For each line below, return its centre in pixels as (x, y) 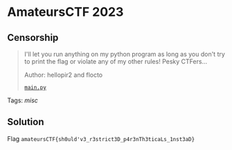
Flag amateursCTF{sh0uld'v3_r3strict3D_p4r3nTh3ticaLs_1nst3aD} (101, 138)
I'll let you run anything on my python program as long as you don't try (124, 54)
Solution (26, 122)
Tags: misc (23, 100)
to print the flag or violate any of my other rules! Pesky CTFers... (116, 62)
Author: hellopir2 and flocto (63, 75)
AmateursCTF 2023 (65, 12)
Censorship (33, 38)
